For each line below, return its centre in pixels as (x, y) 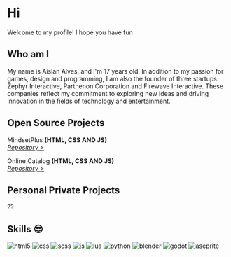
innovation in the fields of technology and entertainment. (89, 101)
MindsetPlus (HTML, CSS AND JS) (57, 140)
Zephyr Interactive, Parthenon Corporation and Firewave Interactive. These (115, 86)
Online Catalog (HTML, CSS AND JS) (61, 161)
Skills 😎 (25, 229)
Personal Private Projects (64, 190)
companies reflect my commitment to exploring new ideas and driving (108, 93)
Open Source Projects (56, 123)
